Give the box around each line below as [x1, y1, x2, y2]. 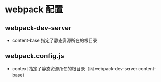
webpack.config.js [5, 52, 64, 60]
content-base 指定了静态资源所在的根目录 [12, 37, 97, 43]
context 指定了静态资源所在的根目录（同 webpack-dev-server [12, 65, 138, 71]
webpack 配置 [5, 4, 63, 15]
